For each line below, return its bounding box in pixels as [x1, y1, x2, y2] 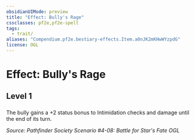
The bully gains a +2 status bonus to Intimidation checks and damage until [6, 109, 190, 116]
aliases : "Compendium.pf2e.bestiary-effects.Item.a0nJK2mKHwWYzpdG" [6, 36, 181, 42]
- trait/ [11, 31, 33, 37]
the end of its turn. [6, 116, 52, 123]
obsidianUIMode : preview [6, 8, 68, 15]
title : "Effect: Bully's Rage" [6, 14, 84, 20]
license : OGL [6, 42, 39, 48]
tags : [6, 25, 20, 32]
